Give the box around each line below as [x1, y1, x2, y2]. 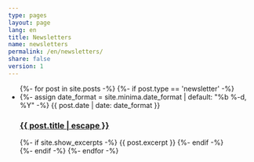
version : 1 [8, 63, 44, 70]
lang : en [8, 26, 37, 34]
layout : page [8, 19, 51, 27]
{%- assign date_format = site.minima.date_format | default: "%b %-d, [19, 92, 247, 102]
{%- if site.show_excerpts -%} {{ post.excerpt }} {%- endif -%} [19, 138, 224, 147]
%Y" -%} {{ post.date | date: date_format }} [19, 100, 161, 110]
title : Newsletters [8, 33, 72, 41]
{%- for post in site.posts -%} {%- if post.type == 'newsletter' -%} [19, 84, 235, 93]
